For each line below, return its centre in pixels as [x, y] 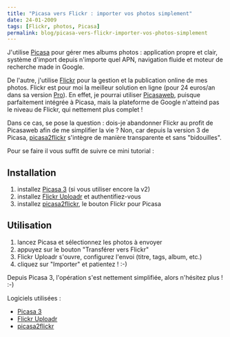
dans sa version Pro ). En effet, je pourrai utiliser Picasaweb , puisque [104, 95]
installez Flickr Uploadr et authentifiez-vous [79, 196]
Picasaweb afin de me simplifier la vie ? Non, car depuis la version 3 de [108, 130]
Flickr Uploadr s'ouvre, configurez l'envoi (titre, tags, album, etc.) [109, 256]
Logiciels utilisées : [34, 298]
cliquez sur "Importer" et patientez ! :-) [72, 264]
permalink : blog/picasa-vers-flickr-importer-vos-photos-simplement [107, 33]
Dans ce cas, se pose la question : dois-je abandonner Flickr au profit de [110, 123]
